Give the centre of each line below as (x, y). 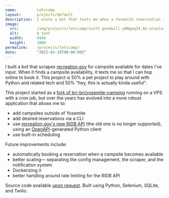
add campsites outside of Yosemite (49, 113)
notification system (32, 165)
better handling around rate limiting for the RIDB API (66, 175)
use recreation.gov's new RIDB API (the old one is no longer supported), (87, 124)
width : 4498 (28, 38)
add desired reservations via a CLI (48, 118)
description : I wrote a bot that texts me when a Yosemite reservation (83, 19)
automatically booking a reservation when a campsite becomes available (88, 154)
